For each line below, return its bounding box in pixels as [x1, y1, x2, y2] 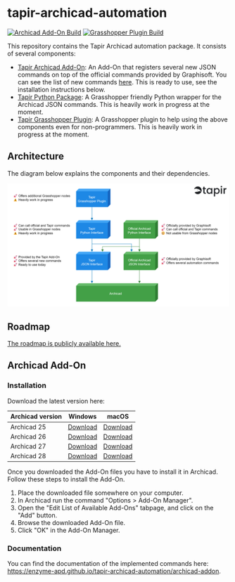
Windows [68, 413, 97, 421]
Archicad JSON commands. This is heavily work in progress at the [17, 100, 210, 108]
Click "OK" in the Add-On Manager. [17, 526, 121, 534]
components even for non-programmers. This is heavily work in [17, 122, 203, 131]
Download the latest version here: [7, 396, 106, 405]
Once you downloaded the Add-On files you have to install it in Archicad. [7, 467, 218, 476]
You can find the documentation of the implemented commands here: [7, 560, 209, 568]
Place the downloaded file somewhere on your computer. [17, 489, 184, 497]
